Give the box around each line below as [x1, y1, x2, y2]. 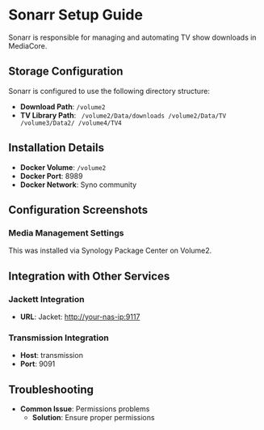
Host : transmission [19, 351, 83, 360]
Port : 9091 [19, 359, 56, 369]
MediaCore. [8, 40, 48, 50]
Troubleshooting [8, 382, 94, 396]
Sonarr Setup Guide [8, 6, 144, 24]
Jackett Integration [8, 293, 85, 304]
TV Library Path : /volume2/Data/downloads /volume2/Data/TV [19, 110, 227, 120]
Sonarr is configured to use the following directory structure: [8, 86, 210, 96]
